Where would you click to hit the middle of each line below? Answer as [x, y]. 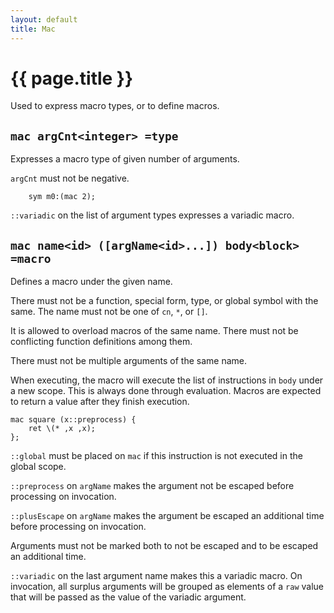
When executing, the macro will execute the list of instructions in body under [167, 380]
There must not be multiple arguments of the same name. [128, 361]
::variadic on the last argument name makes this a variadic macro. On [156, 576]
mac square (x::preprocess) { [73, 420]
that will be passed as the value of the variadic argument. [128, 597]
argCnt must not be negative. [70, 178]
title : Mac [33, 29]
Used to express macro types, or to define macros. [115, 106]
